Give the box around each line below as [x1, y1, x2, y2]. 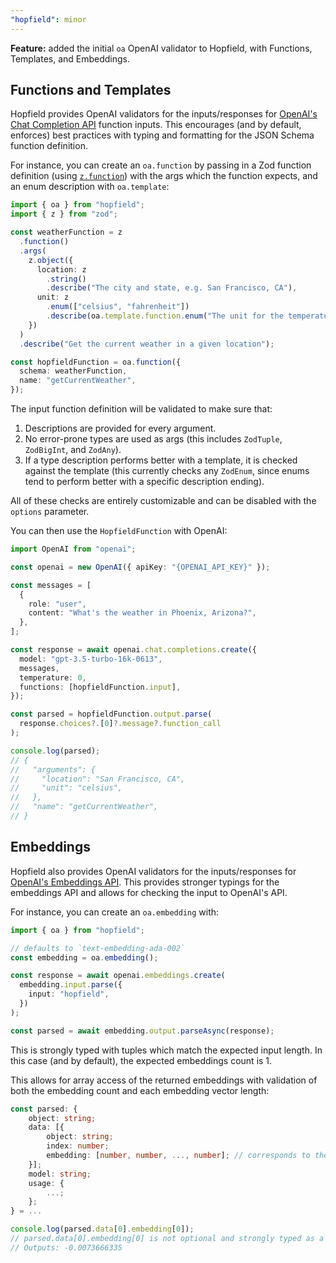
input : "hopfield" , [28, 989, 110, 1000]
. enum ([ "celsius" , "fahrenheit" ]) [46, 302, 190, 312]
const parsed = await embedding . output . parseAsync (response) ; [10, 1026, 275, 1036]
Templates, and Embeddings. [10, 52, 131, 65]
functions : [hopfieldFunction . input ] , [19, 682, 182, 692]
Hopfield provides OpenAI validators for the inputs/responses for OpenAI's [10, 108, 318, 120]
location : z [36, 264, 87, 275]
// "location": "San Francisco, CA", [10, 774, 186, 784]
